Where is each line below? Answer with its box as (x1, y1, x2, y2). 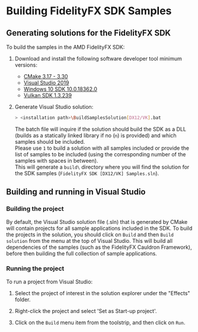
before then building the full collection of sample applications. (6, 249, 157, 257)
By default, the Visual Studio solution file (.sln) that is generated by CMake (6, 218, 188, 225)
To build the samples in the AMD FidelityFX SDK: (6, 43, 125, 50)
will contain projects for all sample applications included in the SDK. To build (6, 225, 193, 232)
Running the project (6, 264, 65, 273)
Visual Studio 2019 (23, 79, 69, 86)
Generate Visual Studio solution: (14, 103, 94, 110)
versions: (14, 61, 37, 68)
